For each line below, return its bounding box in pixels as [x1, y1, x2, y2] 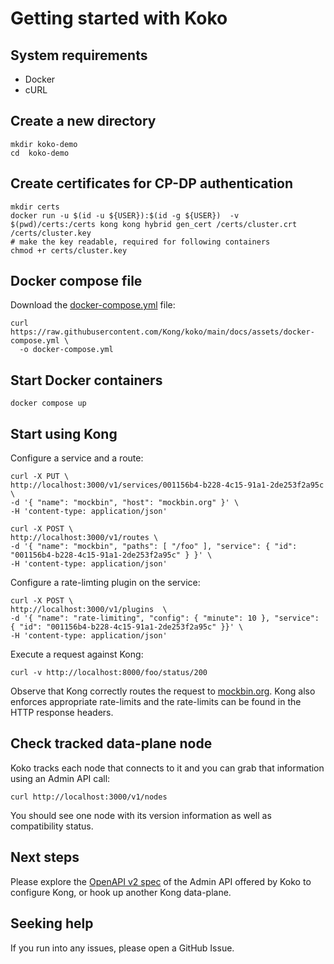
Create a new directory [10, 113, 157, 130]
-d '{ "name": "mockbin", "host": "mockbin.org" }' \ [10, 498, 240, 508]
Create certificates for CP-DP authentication [10, 175, 294, 192]
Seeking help [10, 915, 94, 932]
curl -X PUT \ [10, 472, 70, 482]
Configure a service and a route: [10, 452, 144, 464]
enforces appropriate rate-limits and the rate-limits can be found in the [10, 696, 302, 708]
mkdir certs [10, 202, 60, 212]
